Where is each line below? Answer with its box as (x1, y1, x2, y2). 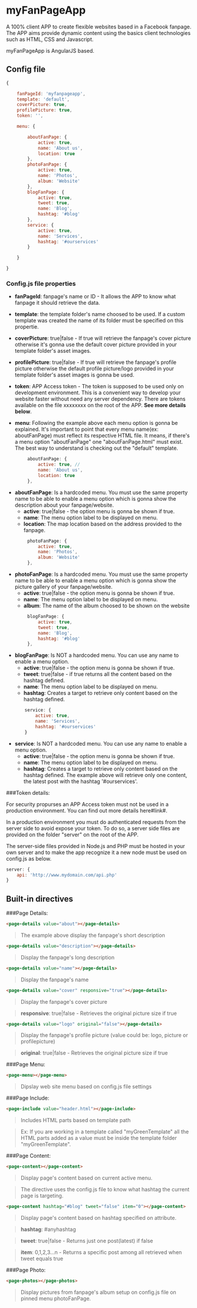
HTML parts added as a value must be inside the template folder (20, 1135, 177, 1142)
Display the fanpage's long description (20, 953, 115, 961)
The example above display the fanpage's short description (20, 932, 165, 939)
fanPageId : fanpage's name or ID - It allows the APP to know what (14, 293, 176, 300)
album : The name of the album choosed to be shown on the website (23, 602, 190, 610)
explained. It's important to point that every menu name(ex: (14, 426, 159, 433)
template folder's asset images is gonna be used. (14, 371, 134, 379)
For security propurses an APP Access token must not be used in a (6, 800, 169, 808)
